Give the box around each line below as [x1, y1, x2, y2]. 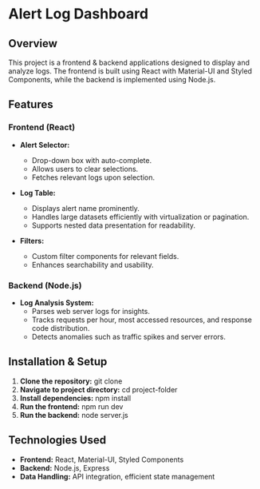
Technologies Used [8, 433, 106, 447]
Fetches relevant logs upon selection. [31, 173, 156, 182]
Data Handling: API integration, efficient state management [19, 471, 215, 481]
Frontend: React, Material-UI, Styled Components [19, 455, 184, 464]
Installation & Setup [8, 355, 108, 368]
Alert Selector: [19, 140, 70, 149]
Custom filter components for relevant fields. [31, 251, 179, 260]
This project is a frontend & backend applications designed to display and [8, 58, 250, 67]
